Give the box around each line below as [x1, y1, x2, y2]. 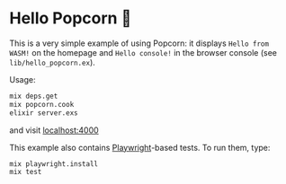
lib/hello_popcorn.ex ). [9, 57, 96, 67]
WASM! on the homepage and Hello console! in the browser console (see [9, 47, 277, 57]
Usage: [9, 74, 36, 84]
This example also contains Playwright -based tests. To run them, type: [9, 142, 271, 153]
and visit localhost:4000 [9, 125, 99, 136]
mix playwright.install [9, 159, 99, 169]
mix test [9, 168, 42, 177]
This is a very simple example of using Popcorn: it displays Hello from [9, 38, 270, 48]
